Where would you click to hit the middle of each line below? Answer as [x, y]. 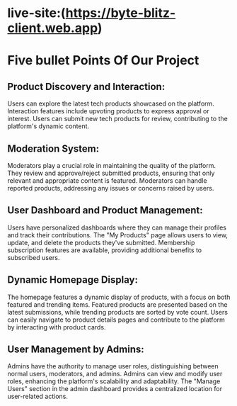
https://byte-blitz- [121, 13]
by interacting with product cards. [57, 327]
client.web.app [52, 28]
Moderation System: [53, 148]
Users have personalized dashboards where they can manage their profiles [117, 227]
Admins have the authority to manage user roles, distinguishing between [113, 366]
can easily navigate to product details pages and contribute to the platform [116, 320]
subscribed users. [34, 257]
